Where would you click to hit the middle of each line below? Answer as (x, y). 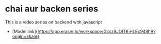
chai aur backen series (52, 9)
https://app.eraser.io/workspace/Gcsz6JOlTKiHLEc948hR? (97, 31)
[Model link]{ (25, 31)
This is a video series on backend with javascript (54, 22)
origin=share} (26, 36)
